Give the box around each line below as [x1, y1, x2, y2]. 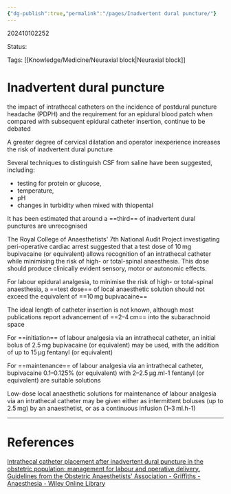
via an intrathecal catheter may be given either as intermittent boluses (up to [7, 396, 223, 405]
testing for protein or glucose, [16, 179, 102, 187]
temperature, [16, 186, 54, 195]
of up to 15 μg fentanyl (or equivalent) [7, 348, 113, 356]
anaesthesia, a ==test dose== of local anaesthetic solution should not [7, 285, 205, 293]
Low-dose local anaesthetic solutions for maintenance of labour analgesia [7, 389, 217, 398]
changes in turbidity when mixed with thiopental [16, 201, 153, 209]
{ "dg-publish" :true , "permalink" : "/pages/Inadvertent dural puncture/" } [7, 10, 217, 17]
